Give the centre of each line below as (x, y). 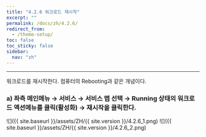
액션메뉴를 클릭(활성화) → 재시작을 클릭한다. (75, 107)
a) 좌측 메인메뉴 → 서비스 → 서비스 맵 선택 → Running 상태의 (91, 98)
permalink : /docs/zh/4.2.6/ (42, 23)
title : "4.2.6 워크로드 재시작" (43, 12)
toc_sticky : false (30, 46)
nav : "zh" (24, 57)
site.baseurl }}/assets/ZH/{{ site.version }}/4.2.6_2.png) (76, 127)
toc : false (20, 40)
